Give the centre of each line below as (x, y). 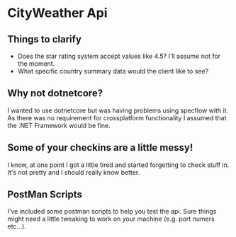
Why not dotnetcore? (55, 93)
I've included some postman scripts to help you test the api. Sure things (112, 212)
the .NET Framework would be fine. (59, 125)
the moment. (36, 64)
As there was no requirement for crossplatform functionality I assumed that (117, 117)
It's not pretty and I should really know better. (74, 172)
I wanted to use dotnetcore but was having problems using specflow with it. (118, 110)
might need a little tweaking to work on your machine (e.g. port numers (111, 219)
